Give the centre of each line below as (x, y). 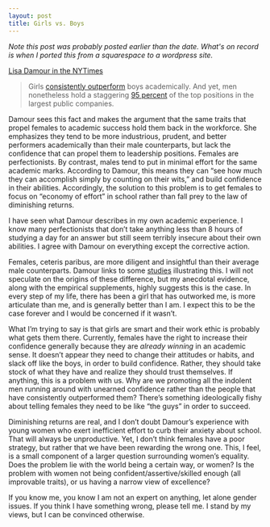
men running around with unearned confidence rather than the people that (132, 389)
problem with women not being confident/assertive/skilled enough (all (125, 473)
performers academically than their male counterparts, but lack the (120, 144)
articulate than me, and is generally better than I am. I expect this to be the (132, 304)
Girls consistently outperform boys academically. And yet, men (133, 86)
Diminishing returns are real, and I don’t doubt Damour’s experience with (129, 421)
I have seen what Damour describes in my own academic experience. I (126, 220)
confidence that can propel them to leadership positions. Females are (124, 153)
